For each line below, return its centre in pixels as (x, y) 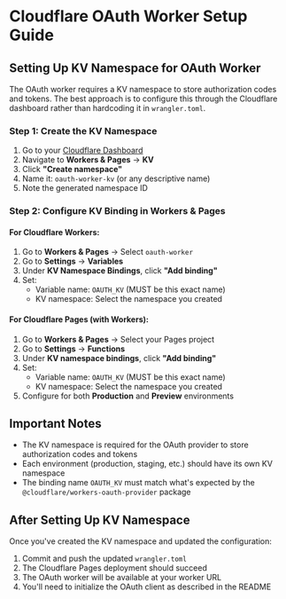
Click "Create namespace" (72, 169)
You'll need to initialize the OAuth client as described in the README (147, 587)
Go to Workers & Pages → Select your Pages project (118, 339)
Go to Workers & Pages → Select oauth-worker (107, 252)
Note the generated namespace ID (85, 188)
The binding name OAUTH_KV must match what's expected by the (138, 483)
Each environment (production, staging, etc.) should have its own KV (147, 464)
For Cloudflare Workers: (54, 232)
